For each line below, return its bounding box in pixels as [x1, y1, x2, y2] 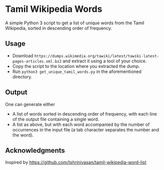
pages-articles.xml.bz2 [12, 58, 62, 64]
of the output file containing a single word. [12, 116, 99, 122]
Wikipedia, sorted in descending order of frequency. [5, 25, 112, 31]
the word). [12, 132, 34, 138]
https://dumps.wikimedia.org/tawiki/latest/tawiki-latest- [34, 54, 159, 58]
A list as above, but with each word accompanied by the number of [12, 121, 150, 127]
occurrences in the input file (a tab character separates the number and [12, 126, 160, 132]
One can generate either [5, 101, 55, 107]
